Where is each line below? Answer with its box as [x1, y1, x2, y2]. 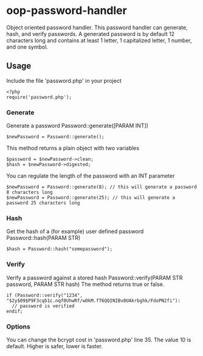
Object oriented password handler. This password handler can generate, [6, 24, 188, 31]
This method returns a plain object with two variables [6, 144, 140, 152]
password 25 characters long [6, 200, 80, 206]
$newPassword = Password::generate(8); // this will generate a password [6, 184, 198, 190]
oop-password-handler [6, 4, 128, 18]
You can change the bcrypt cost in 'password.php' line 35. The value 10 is [6, 336, 191, 343]
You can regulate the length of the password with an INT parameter [6, 172, 175, 180]
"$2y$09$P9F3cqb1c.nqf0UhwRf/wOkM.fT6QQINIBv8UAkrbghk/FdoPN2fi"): [6, 298, 181, 304]
